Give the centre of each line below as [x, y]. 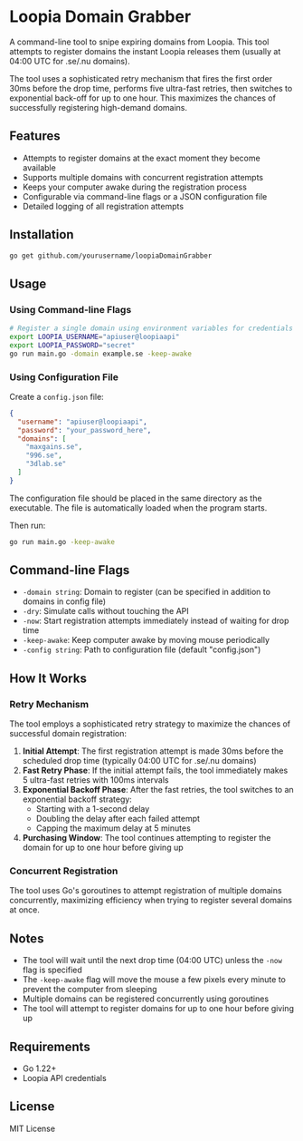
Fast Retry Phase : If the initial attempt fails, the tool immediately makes [155, 770]
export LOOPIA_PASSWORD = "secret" [72, 345]
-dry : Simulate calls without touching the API [106, 611]
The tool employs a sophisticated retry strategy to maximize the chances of [150, 724]
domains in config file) [64, 601]
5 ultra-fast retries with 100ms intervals [95, 780]
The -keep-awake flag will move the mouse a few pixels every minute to [154, 980]
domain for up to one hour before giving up [103, 848]
